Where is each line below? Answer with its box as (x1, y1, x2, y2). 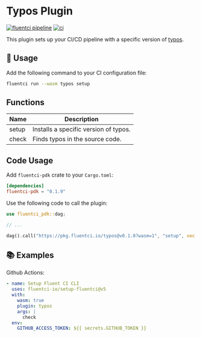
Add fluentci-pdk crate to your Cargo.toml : (6, 171, 114, 178)
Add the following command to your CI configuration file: (6, 69, 147, 76)
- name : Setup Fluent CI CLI (6, 281, 79, 287)
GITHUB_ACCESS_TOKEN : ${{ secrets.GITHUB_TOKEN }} (17, 326, 147, 332)
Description (64, 115, 99, 124)
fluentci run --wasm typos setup (6, 80, 90, 87)
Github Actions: (6, 269, 45, 276)
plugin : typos (17, 303, 52, 309)
